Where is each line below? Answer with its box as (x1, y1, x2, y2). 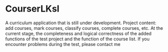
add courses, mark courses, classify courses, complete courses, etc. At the (5, 25, 163, 31)
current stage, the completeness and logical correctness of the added (5, 30, 152, 36)
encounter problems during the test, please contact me (5, 41, 121, 47)
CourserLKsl (5, 3, 60, 15)
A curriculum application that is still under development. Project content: (5, 20, 156, 26)
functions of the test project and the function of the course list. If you (5, 36, 150, 42)
